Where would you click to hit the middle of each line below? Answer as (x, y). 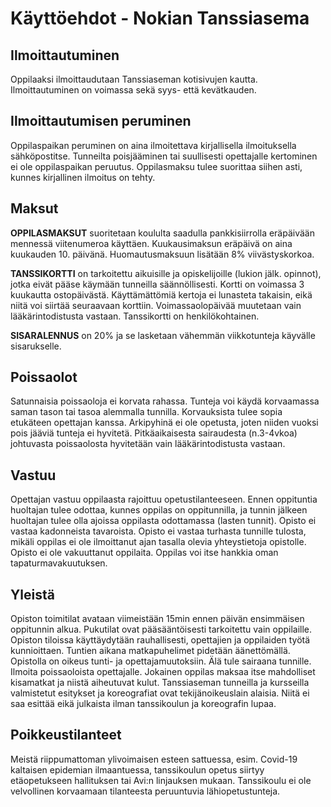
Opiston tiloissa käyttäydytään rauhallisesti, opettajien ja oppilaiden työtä (160, 640)
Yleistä (32, 594)
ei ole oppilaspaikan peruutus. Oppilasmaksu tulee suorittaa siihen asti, (156, 166)
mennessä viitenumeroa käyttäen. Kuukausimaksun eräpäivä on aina (151, 243)
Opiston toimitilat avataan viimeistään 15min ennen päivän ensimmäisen (157, 619)
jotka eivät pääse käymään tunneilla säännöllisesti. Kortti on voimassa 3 (157, 284)
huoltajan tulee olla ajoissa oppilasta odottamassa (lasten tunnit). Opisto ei (163, 521)
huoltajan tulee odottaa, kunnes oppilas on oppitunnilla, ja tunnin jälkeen (159, 510)
